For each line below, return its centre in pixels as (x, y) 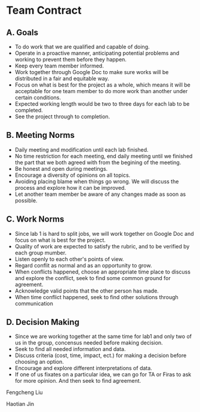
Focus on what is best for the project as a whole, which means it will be (103, 85)
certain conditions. (38, 97)
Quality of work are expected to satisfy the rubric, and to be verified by (102, 246)
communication (34, 303)
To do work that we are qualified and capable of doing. (82, 47)
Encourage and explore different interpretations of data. (83, 368)
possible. (26, 200)
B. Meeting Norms (41, 135)
